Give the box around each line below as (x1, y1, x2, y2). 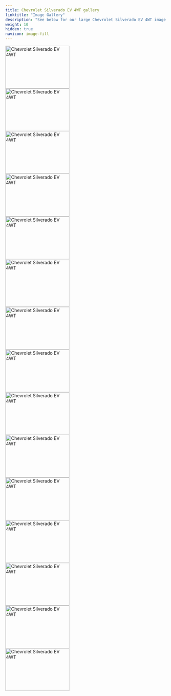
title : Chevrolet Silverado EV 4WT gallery (5, 7, 100, 13)
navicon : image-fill (5, 31, 50, 36)
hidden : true (5, 27, 33, 32)
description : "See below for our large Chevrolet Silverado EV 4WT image (5, 17, 166, 22)
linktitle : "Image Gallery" (5, 12, 66, 17)
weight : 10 (5, 22, 29, 27)
